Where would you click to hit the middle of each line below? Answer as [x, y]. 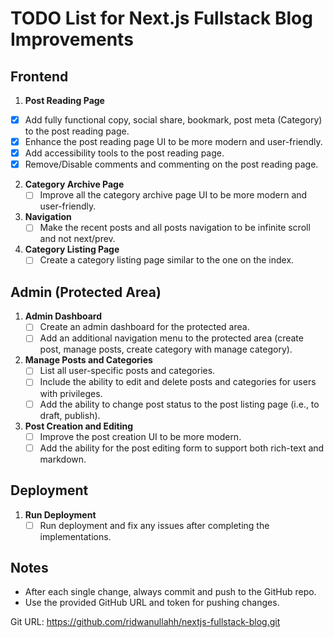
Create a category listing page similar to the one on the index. [167, 260]
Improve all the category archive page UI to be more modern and [173, 195]
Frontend [39, 76]
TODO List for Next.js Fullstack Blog [161, 18]
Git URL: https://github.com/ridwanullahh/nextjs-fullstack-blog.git [145, 622]
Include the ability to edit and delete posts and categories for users [178, 382]
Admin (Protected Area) [86, 292]
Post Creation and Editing [79, 426]
